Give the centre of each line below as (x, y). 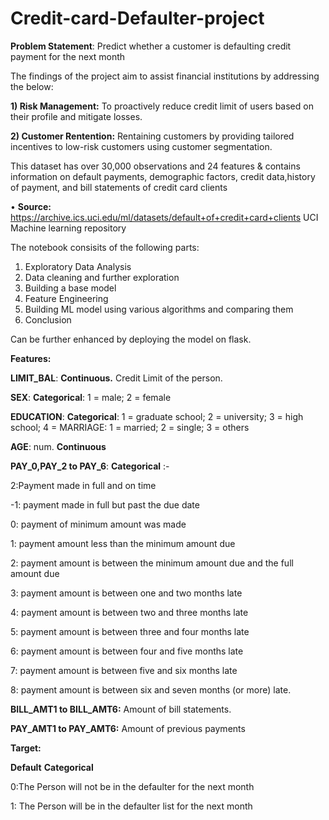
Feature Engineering (66, 298)
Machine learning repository (68, 228)
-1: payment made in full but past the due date (105, 504)
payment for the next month (68, 56)
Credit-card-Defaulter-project (137, 18)
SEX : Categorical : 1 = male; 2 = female (91, 397)
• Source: (31, 206)
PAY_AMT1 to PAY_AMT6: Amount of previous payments (128, 728)
